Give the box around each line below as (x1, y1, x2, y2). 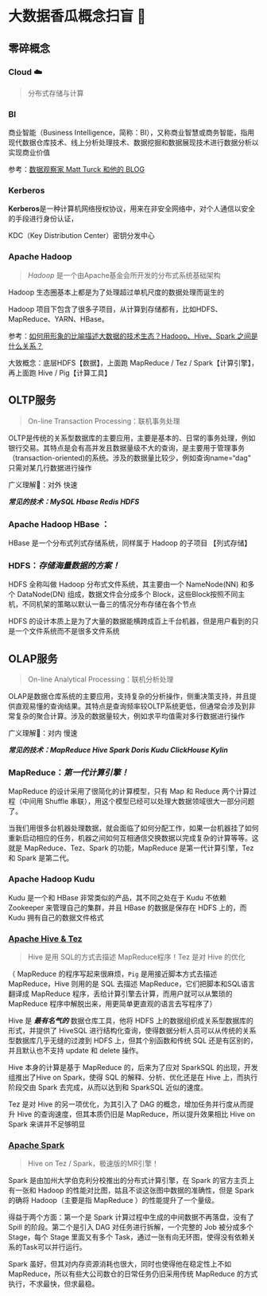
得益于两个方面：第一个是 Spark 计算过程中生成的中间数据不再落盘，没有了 (8, 1212, 254, 1222)
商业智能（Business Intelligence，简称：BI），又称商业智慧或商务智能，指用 (8, 128, 255, 138)
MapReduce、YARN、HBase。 (8, 314, 109, 323)
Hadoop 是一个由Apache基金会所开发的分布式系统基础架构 (27, 270, 221, 279)
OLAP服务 (8, 652, 58, 666)
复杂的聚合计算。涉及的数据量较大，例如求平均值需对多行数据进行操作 (14, 711, 245, 720)
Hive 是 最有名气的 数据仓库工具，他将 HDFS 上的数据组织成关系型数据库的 (8, 1016, 254, 1025)
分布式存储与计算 (27, 88, 84, 98)
